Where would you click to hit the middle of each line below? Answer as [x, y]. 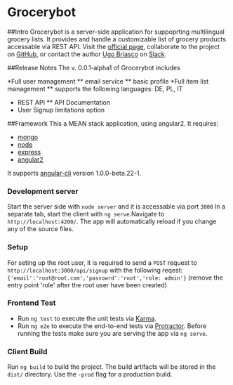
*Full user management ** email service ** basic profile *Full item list [108, 81]
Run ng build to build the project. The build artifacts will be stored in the [112, 367]
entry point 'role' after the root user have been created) [87, 285]
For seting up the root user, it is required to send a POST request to [102, 262]
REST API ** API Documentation [64, 102]
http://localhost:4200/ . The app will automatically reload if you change [112, 221]
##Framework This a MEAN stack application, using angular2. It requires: [113, 123]
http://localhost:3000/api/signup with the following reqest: [95, 270]
